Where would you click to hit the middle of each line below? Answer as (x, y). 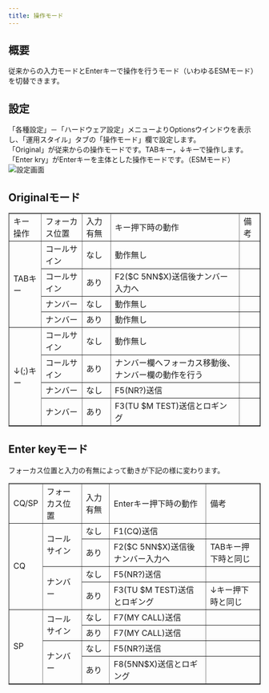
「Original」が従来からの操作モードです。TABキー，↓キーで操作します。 (128, 150)
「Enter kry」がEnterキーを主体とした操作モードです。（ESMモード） (121, 160)
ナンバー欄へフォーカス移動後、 (175, 363)
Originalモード (44, 197)
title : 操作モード (36, 16)
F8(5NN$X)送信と (148, 664)
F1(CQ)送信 (136, 531)
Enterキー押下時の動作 (155, 504)
